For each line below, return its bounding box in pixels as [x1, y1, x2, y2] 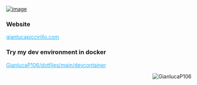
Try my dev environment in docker [6, 48, 106, 56]
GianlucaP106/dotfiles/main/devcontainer [6, 62, 106, 69]
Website [6, 20, 31, 28]
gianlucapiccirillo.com [6, 33, 59, 40]
